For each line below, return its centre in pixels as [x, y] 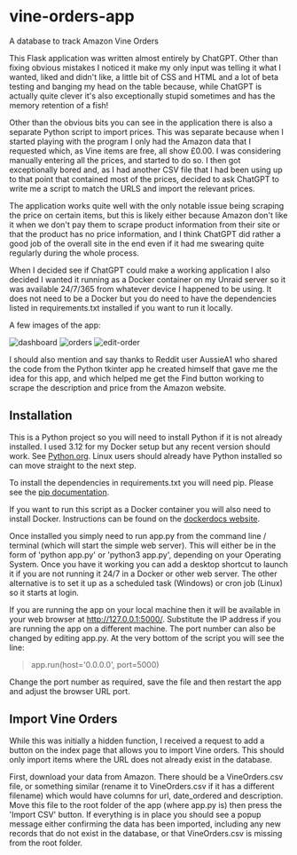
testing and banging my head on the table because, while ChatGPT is [136, 86]
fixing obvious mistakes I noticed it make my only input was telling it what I [145, 67]
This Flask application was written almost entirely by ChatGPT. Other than [144, 58]
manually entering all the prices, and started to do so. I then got [125, 160]
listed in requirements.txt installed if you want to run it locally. [121, 307]
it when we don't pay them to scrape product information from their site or [145, 225]
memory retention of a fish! [59, 105]
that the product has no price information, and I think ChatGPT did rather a [145, 234]
